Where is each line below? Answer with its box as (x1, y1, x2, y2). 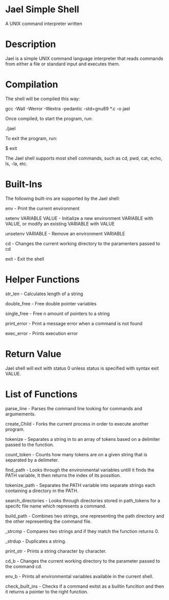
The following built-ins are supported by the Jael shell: (5, 195, 120, 202)
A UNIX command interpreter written (5, 20, 83, 27)
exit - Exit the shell (5, 256, 44, 262)
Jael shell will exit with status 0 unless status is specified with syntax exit (5, 365, 159, 371)
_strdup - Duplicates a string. (5, 538, 66, 544)
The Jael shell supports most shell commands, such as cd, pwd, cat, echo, (5, 155, 162, 161)
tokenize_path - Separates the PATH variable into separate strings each (5, 482, 156, 488)
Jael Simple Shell (5, 4, 80, 15)
